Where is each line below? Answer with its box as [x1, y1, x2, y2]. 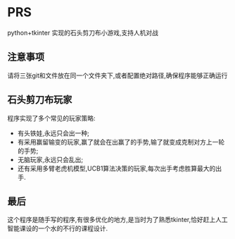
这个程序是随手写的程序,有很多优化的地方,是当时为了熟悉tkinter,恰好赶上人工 [7, 216, 229, 224]
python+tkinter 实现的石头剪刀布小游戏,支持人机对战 [7, 28, 158, 37]
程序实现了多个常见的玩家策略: [7, 114, 96, 122]
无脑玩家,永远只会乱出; [17, 155, 84, 164]
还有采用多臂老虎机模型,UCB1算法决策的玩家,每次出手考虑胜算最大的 [17, 164, 216, 173]
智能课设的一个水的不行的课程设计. [7, 224, 108, 233]
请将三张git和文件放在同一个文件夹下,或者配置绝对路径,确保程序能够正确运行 [7, 71, 228, 80]
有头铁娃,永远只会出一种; [17, 128, 90, 137]
